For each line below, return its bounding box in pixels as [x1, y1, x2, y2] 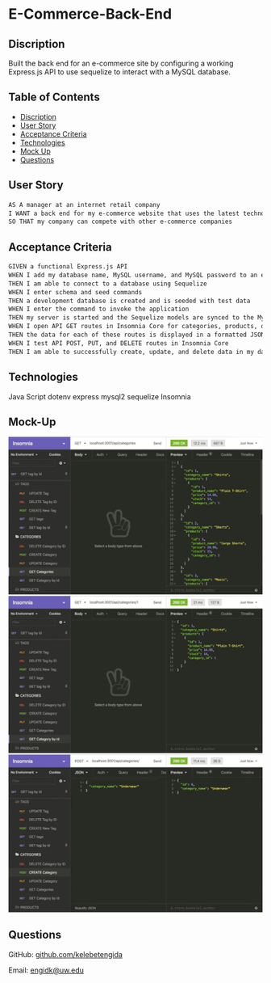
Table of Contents [8, 91, 101, 104]
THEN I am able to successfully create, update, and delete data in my [8, 348, 254, 356]
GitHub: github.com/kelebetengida [8, 949, 123, 959]
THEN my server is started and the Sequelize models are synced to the [8, 314, 254, 322]
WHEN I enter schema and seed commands [8, 288, 143, 296]
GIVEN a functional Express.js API [8, 263, 128, 271]
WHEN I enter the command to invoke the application [8, 305, 190, 314]
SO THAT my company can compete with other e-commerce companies [8, 217, 232, 226]
